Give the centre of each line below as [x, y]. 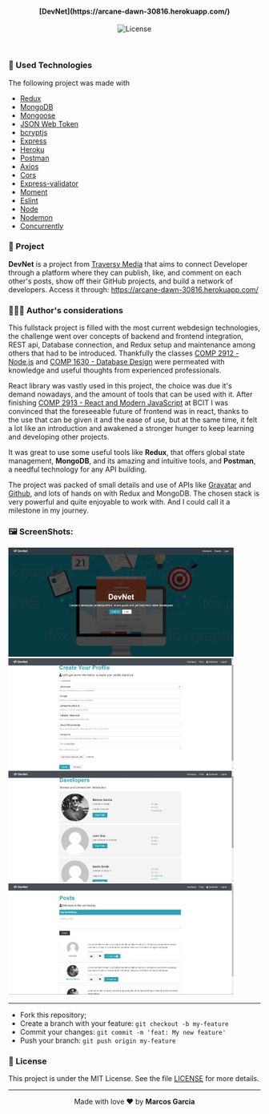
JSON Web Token [49, 123]
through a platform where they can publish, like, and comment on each [125, 272]
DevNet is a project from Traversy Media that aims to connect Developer [128, 263]
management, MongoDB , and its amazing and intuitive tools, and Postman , [132, 461]
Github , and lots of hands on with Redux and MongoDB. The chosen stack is [134, 493]
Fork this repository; [53, 1015]
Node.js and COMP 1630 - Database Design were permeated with [117, 362]
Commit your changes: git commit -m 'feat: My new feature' [123, 1032]
